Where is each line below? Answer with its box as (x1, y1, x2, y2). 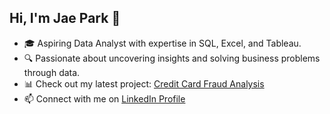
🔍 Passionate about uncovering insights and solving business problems (23, 52, 321, 64)
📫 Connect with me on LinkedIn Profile (23, 92, 186, 105)
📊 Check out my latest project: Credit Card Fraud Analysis (23, 77, 265, 90)
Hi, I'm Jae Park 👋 (9, 10, 121, 27)
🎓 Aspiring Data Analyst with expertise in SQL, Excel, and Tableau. (23, 37, 302, 49)
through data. (23, 66, 81, 78)
